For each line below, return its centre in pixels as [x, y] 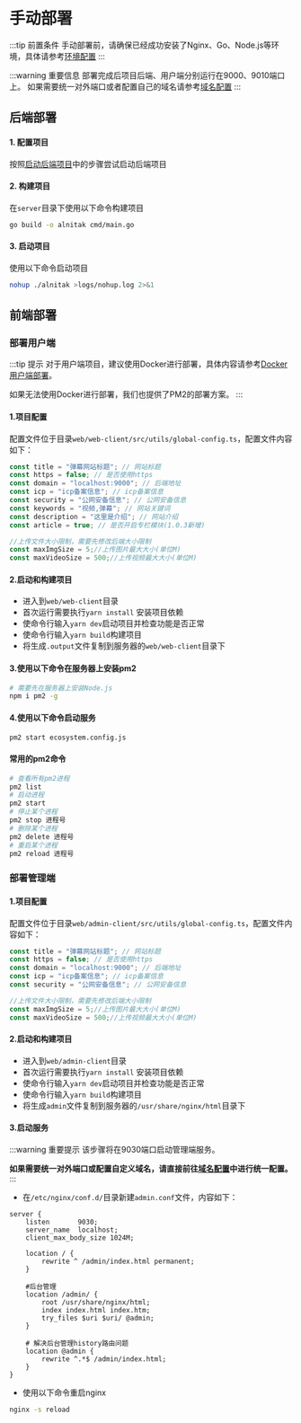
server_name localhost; [72, 1230]
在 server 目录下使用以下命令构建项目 [76, 208]
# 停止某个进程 [34, 812]
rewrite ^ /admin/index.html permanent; [118, 1261]
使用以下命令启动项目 [49, 268]
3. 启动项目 [30, 246]
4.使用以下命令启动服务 [53, 717]
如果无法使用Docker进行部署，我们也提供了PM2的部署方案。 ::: [126, 394]
